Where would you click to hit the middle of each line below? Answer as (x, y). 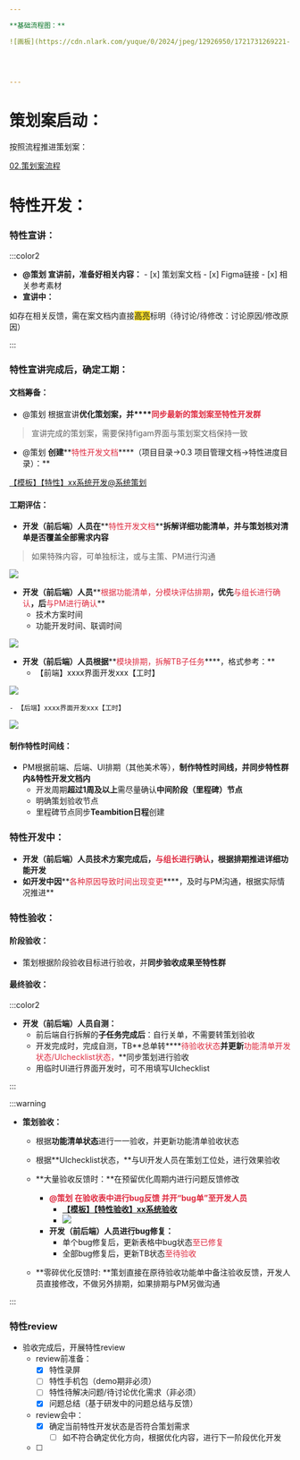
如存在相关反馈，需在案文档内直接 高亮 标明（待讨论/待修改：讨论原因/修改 (145, 315)
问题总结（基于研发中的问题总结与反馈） (123, 1404)
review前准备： (63, 1359)
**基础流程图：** (37, 25)
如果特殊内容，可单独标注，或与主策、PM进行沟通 (123, 557)
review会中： (60, 1414)
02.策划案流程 (35, 166)
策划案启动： (57, 120)
